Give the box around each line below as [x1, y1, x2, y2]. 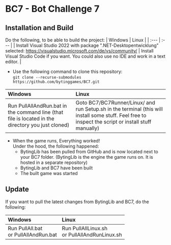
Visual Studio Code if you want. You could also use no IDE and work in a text [5, 53, 165, 59]
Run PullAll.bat [8, 225, 43, 232]
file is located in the [8, 115, 54, 122]
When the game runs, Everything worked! [12, 138, 100, 143]
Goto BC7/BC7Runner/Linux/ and [75, 99, 155, 106]
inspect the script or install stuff [75, 118, 152, 125]
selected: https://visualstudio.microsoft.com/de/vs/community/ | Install [5, 48, 154, 54]
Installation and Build [5, 23, 74, 32]
